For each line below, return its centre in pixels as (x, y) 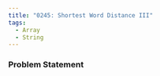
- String (30, 37)
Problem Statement (46, 65)
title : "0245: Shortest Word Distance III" (81, 15)
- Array (28, 30)
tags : (17, 23)
